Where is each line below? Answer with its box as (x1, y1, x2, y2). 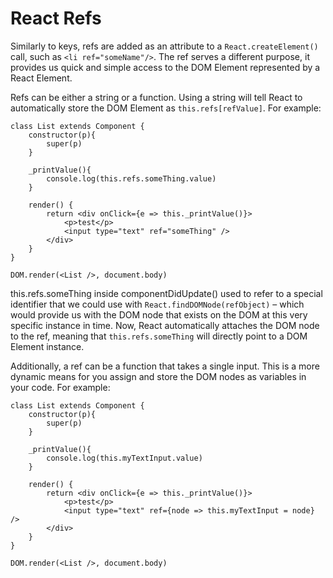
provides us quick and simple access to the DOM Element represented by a (10, 61, 321, 73)
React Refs (10, 7, 102, 30)
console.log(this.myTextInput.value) (46, 453, 203, 463)
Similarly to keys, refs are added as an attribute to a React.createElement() (10, 40, 319, 52)
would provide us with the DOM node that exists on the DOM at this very (10, 308, 308, 321)
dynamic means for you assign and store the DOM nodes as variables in (10, 370, 307, 382)
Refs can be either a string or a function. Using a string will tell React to (10, 91, 303, 103)
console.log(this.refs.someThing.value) (46, 173, 217, 184)
